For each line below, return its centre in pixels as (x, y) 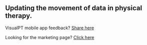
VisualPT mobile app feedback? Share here (49, 28)
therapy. (19, 16)
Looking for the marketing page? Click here (50, 37)
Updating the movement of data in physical (74, 8)
